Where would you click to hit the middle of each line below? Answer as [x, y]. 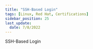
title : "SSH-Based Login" [31, 9]
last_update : [18, 23]
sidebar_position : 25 [27, 18]
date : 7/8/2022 [25, 28]
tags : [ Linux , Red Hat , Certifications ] [47, 14]
